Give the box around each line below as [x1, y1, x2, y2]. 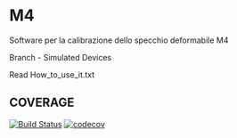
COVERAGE [9, 95, 75, 110]
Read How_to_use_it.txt [9, 69, 95, 80]
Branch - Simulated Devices [9, 52, 112, 62]
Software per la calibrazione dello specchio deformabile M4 [9, 35, 229, 45]
